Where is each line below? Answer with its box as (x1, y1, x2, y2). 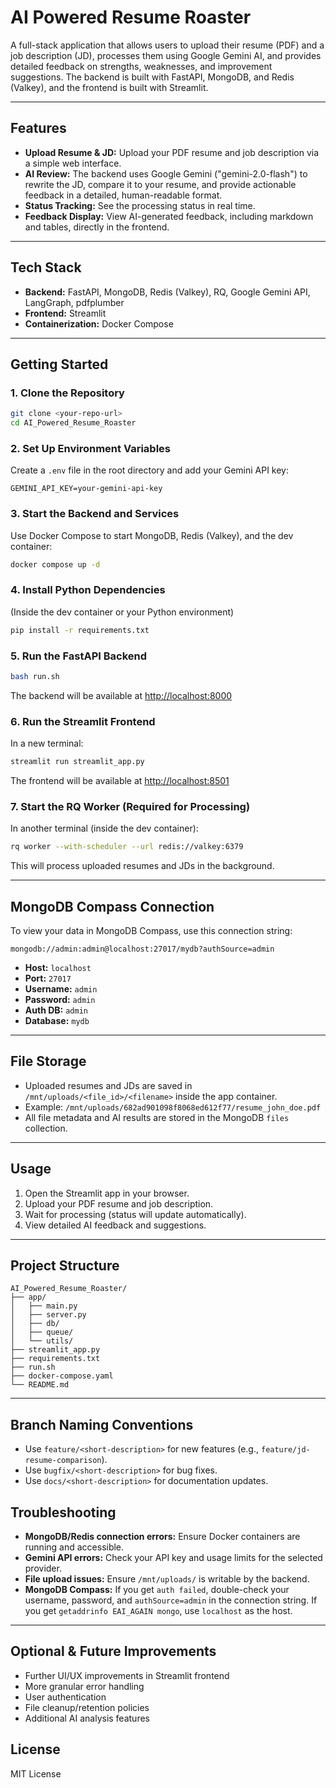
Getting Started (10, 356, 109, 373)
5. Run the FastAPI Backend (10, 649, 148, 663)
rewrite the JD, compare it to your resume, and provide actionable (24, 178, 297, 190)
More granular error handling (24, 1680, 145, 1692)
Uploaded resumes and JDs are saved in (24, 1079, 193, 1091)
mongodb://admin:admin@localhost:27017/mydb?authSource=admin (10, 944, 275, 954)
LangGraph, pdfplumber (24, 296, 125, 308)
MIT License (10, 1767, 62, 1780)
